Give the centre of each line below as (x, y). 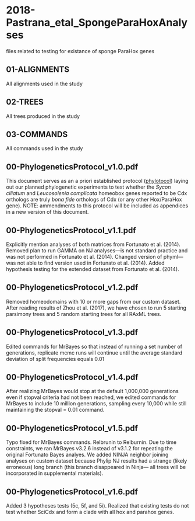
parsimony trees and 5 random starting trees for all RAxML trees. (84, 314)
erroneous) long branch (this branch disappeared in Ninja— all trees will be (96, 467)
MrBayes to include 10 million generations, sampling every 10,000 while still (96, 404)
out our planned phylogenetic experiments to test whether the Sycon (88, 187)
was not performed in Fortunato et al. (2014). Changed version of (84, 257)
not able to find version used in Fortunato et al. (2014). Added (91, 263)
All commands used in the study (45, 148)
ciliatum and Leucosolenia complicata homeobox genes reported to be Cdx (97, 193)
